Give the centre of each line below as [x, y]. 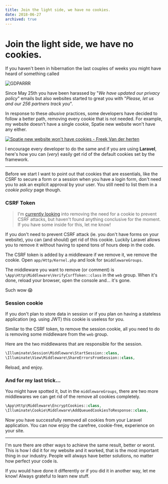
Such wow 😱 [19, 290]
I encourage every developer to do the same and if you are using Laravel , [81, 149]
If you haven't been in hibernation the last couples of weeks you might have [83, 69]
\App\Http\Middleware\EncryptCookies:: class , [53, 406]
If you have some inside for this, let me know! [64, 224]
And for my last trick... [33, 380]
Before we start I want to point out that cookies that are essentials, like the [81, 174]
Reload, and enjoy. [24, 367]
